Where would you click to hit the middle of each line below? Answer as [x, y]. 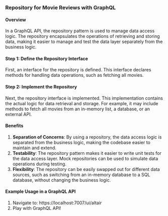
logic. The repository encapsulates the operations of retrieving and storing [82, 36]
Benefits [14, 126]
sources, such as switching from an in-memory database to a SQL [81, 175]
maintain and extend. [34, 148]
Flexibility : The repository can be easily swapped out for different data [86, 169]
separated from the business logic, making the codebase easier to [81, 142]
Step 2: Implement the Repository [41, 87]
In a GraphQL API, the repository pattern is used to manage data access [80, 31]
